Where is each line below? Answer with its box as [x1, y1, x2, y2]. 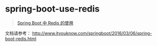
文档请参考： [5, 30, 31, 36]
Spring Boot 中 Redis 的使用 [17, 20, 74, 26]
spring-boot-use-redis [5, 3, 100, 15]
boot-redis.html [5, 35, 37, 42]
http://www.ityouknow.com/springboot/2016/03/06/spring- [31, 30, 152, 36]
